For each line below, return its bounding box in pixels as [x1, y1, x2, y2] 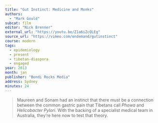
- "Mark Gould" [9, 16, 40, 21]
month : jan [5, 70, 27, 75]
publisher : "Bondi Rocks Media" [5, 75, 70, 79]
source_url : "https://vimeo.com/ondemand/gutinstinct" [5, 34, 118, 39]
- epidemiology [9, 47, 40, 52]
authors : [5, 12, 23, 16]
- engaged [9, 61, 29, 66]
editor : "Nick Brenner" [5, 25, 53, 30]
